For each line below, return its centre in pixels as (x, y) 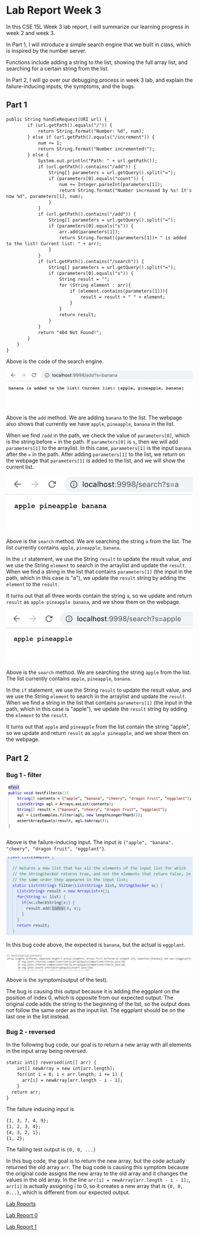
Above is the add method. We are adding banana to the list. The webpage (94, 418)
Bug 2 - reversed (31, 1032)
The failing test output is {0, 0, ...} (51, 1150)
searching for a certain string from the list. (58, 68)
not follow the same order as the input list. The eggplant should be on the (96, 1010)
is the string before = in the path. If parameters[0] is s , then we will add (92, 442)
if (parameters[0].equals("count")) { (96, 178)
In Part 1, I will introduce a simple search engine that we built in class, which (99, 44)
